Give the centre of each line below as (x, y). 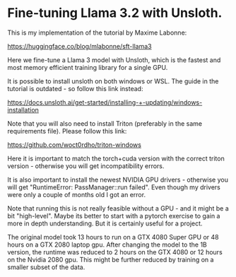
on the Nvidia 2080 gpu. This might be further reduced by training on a (111, 259)
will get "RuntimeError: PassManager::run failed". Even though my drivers (114, 187)
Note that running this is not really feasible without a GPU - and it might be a (118, 208)
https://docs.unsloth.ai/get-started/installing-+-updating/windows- (105, 102)
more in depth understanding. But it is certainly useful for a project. (105, 223)
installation (23, 110)
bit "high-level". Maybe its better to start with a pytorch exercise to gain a (114, 216)
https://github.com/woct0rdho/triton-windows (74, 145)
